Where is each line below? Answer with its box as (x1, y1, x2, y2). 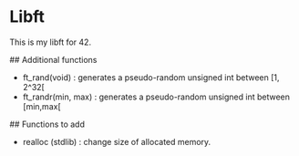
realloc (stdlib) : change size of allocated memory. (22, 136, 211, 147)
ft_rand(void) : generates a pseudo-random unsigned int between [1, (22, 71, 280, 83)
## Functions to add (9, 119, 85, 130)
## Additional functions (9, 54, 98, 65)
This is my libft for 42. (9, 36, 92, 47)
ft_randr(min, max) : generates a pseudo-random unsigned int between (22, 91, 290, 102)
